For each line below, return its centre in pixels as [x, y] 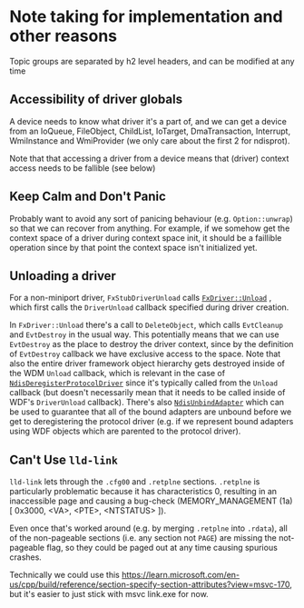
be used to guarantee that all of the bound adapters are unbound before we [151, 412]
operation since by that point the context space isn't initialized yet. [133, 247]
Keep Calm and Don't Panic [88, 197]
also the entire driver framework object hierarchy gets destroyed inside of [147, 364]
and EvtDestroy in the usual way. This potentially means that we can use [144, 334]
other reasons [64, 36]
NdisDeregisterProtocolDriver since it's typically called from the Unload [144, 383]
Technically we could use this [64, 575]
